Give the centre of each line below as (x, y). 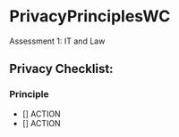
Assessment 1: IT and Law (57, 41)
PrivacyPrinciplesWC (90, 16)
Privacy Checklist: (61, 69)
